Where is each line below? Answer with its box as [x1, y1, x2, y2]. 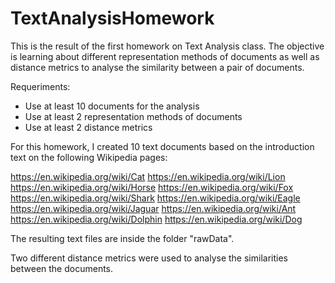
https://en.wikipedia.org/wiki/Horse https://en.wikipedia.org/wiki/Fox [10, 181, 294, 193]
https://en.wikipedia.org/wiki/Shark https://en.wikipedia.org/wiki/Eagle [10, 192, 301, 204]
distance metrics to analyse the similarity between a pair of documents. [10, 61, 305, 73]
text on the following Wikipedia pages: [10, 151, 168, 163]
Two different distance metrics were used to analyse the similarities [10, 252, 288, 264]
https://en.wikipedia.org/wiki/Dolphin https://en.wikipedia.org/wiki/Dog [10, 213, 303, 225]
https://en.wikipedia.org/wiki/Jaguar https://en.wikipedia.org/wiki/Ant [10, 202, 297, 214]
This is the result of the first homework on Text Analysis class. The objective [10, 40, 325, 52]
